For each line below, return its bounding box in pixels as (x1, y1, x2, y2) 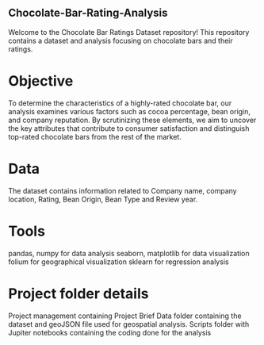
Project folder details (8, 285, 149, 302)
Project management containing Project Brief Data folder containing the (8, 311, 242, 320)
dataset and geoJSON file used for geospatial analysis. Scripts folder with (8, 319, 250, 328)
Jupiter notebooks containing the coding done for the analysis (8, 328, 212, 337)
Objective (8, 72, 74, 90)
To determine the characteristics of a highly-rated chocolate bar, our (8, 98, 232, 108)
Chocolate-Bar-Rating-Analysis (8, 6, 168, 20)
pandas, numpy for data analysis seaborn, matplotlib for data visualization (8, 248, 250, 258)
